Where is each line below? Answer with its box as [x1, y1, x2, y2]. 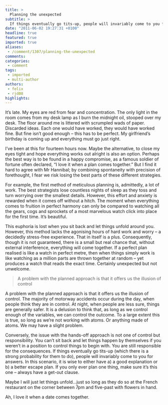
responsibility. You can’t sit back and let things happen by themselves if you [5, 337, 161, 343]
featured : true [5, 35, 37, 40]
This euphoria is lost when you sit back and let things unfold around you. [5, 223, 155, 229]
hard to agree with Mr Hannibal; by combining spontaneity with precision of [5, 167, 161, 173]
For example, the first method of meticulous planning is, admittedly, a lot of [5, 182, 160, 188]
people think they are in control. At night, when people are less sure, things [5, 301, 160, 307]
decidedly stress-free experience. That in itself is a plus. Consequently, [5, 234, 152, 240]
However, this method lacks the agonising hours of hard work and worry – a [5, 228, 161, 235]
